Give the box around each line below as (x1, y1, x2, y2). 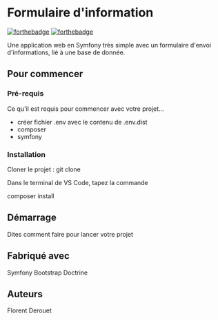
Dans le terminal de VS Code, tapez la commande (7, 178, 148, 186)
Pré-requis (7, 89, 44, 98)
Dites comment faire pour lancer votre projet (7, 230, 133, 238)
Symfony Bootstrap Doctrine (7, 268, 88, 277)
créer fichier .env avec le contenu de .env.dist (17, 118, 148, 126)
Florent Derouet (7, 306, 52, 314)
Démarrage (7, 212, 57, 224)
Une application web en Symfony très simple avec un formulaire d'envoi (7, 41, 212, 49)
